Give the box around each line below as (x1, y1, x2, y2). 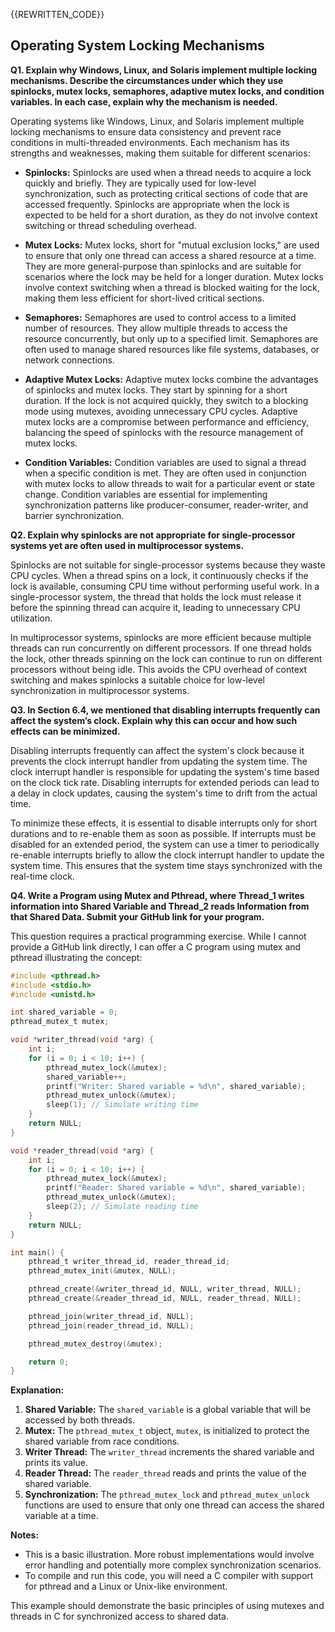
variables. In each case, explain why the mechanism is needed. (10, 95, 278, 108)
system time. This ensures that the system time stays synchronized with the (10, 859, 323, 871)
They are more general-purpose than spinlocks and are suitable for (24, 260, 302, 272)
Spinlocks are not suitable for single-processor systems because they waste (10, 559, 326, 571)
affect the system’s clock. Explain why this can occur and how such (10, 714, 298, 726)
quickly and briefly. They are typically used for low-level (24, 177, 257, 189)
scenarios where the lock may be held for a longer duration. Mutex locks (24, 270, 324, 283)
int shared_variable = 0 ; (10, 1007, 118, 1018)
